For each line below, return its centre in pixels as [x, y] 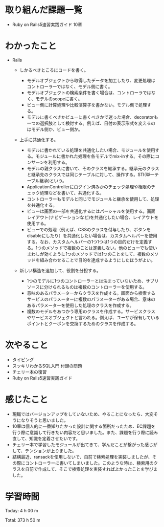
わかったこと [31, 46]
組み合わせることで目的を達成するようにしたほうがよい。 [98, 260]
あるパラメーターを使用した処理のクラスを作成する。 [80, 305]
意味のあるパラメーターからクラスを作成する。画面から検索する [91, 293]
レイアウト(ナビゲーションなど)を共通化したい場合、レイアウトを [93, 217]
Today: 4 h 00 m [22, 510]
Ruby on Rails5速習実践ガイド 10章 [47, 24]
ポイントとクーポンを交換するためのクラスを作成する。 [82, 324]
